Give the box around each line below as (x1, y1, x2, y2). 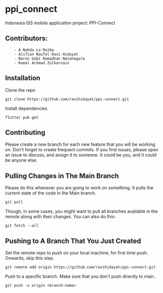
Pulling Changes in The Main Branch (5, 172, 120, 180)
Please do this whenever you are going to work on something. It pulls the (5, 185, 154, 191)
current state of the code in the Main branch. (5, 190, 96, 196)
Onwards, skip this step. (5, 255, 54, 261)
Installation (5, 74, 41, 82)
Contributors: (5, 34, 48, 43)
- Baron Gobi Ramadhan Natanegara (14, 56, 85, 61)
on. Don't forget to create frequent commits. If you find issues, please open (5, 147, 159, 153)
